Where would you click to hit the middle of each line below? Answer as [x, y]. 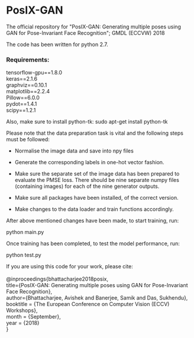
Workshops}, [22, 310]
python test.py [24, 255]
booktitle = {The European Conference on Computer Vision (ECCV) [88, 304]
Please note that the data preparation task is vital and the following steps [95, 133]
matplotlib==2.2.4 [28, 92]
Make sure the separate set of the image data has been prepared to [97, 174]
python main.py [25, 232]
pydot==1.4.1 [22, 104]
